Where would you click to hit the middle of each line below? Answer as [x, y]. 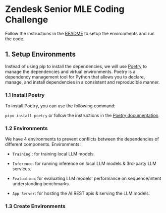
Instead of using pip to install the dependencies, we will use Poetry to [76, 66]
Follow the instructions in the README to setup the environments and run [80, 33]
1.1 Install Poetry [25, 95]
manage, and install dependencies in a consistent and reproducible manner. [83, 82]
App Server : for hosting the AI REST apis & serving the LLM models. [81, 193]
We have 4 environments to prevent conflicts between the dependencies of [82, 139]
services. [22, 169]
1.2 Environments [27, 128]
